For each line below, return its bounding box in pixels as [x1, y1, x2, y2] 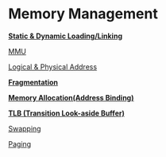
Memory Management [8, 5, 159, 23]
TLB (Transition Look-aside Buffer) [8, 108, 125, 118]
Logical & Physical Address [8, 61, 98, 72]
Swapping [8, 124, 41, 133]
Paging [8, 139, 32, 148]
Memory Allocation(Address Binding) [8, 92, 134, 102]
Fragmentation [8, 77, 58, 87]
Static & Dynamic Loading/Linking [8, 31, 123, 41]
